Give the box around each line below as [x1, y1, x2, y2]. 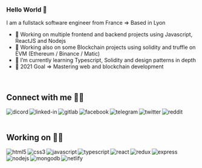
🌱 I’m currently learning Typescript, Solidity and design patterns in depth [15, 57, 197, 64]
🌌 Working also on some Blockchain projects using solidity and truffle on [15, 44, 196, 51]
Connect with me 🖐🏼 [6, 92, 85, 102]
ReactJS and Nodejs [15, 37, 67, 45]
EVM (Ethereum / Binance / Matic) [15, 50, 100, 57]
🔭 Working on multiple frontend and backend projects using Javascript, [15, 31, 193, 38]
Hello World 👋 [6, 5, 47, 14]
